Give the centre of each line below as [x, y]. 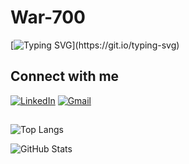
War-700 [48, 17]
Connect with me [65, 76]
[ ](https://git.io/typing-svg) [95, 45]
